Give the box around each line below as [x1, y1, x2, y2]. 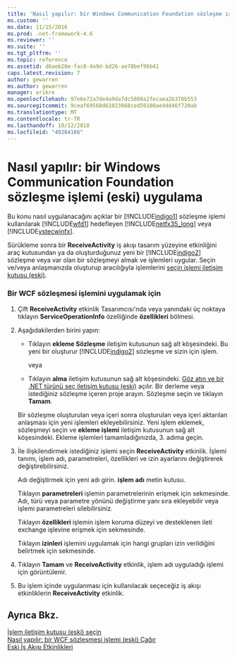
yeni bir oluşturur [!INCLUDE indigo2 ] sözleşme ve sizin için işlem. [28, 347, 219, 355]
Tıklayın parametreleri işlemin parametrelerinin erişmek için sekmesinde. [17, 489, 230, 498]
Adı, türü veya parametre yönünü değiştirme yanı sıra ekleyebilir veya [17, 496, 219, 505]
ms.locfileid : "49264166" [7, 128, 83, 136]
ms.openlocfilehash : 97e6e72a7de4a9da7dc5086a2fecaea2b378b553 [7, 96, 197, 103]
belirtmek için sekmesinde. [17, 546, 96, 555]
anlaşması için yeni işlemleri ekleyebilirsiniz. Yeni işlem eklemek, [17, 418, 205, 426]
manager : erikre [7, 89, 55, 96]
